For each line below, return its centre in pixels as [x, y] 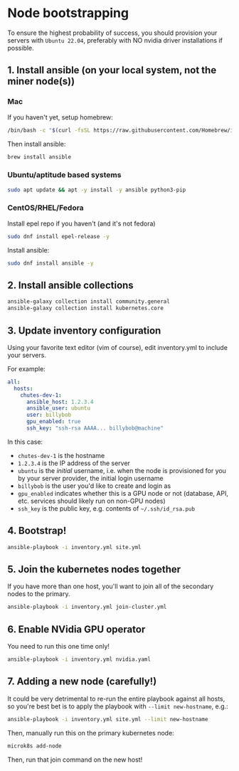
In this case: [25, 442]
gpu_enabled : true [53, 422]
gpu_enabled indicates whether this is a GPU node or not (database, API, [123, 493]
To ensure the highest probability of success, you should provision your [112, 33]
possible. [21, 48]
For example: [27, 368]
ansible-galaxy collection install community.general [89, 302]
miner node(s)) [41, 81]
